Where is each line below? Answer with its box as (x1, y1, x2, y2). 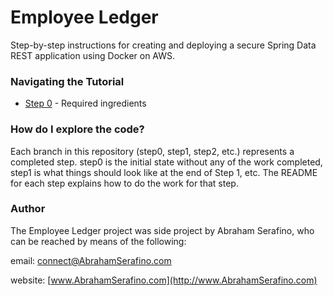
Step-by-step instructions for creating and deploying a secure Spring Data (10, 39, 317, 51)
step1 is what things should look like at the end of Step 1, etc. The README (10, 166, 318, 178)
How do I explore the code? (10, 122, 145, 136)
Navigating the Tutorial (10, 74, 125, 88)
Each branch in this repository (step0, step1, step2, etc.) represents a (10, 145, 295, 157)
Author (10, 202, 46, 216)
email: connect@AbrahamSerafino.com (10, 254, 172, 266)
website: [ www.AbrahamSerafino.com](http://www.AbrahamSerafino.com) (10, 274, 318, 286)
